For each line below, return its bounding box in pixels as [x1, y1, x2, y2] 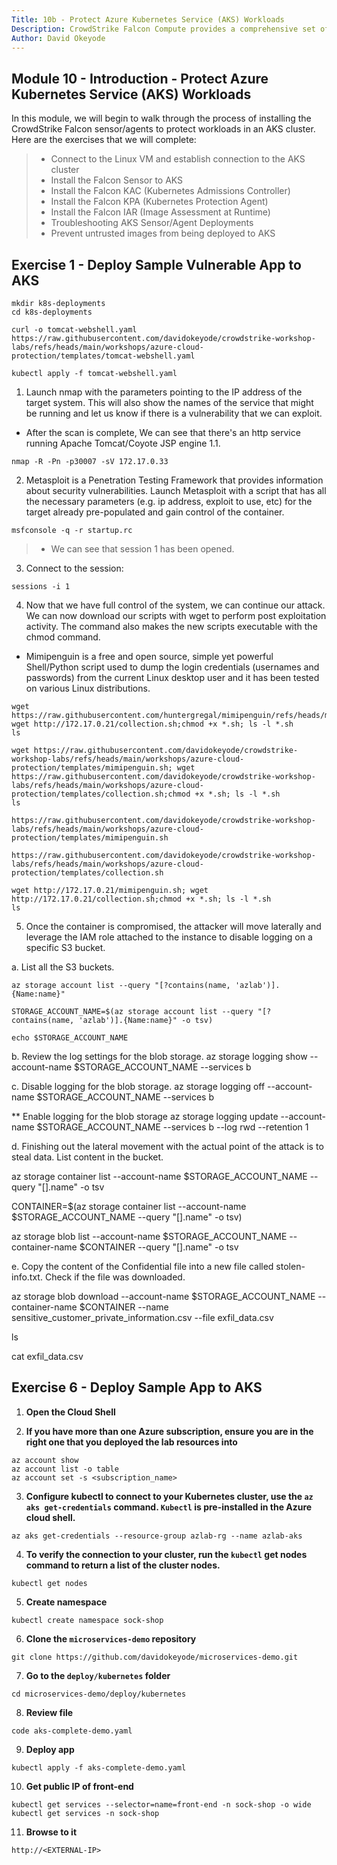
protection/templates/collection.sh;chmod [11, 789, 191, 799]
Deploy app [25, 1743, 75, 1755]
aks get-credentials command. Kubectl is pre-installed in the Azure [25, 1501, 313, 1513]
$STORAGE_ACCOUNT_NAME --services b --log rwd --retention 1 [36, 1121, 309, 1133]
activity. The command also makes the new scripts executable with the [25, 621, 318, 632]
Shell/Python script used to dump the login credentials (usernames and [25, 661, 320, 673]
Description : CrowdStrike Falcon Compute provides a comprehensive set [11, 24, 316, 34]
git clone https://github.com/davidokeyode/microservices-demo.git [11, 1652, 299, 1662]
